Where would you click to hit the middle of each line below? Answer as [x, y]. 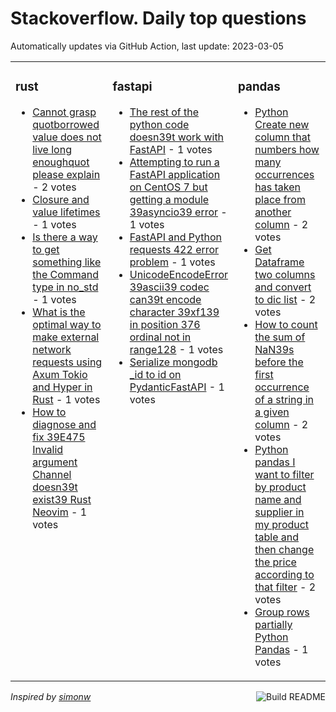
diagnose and [64, 424]
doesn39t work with [177, 137]
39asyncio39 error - [178, 212]
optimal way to [67, 324]
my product [282, 524]
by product [280, 487]
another [273, 212]
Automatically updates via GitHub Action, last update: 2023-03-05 [147, 46]
